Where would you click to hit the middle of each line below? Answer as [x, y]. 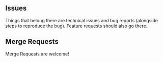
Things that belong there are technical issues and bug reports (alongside [81, 20]
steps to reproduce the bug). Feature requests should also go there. [76, 26]
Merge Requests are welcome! [37, 54]
